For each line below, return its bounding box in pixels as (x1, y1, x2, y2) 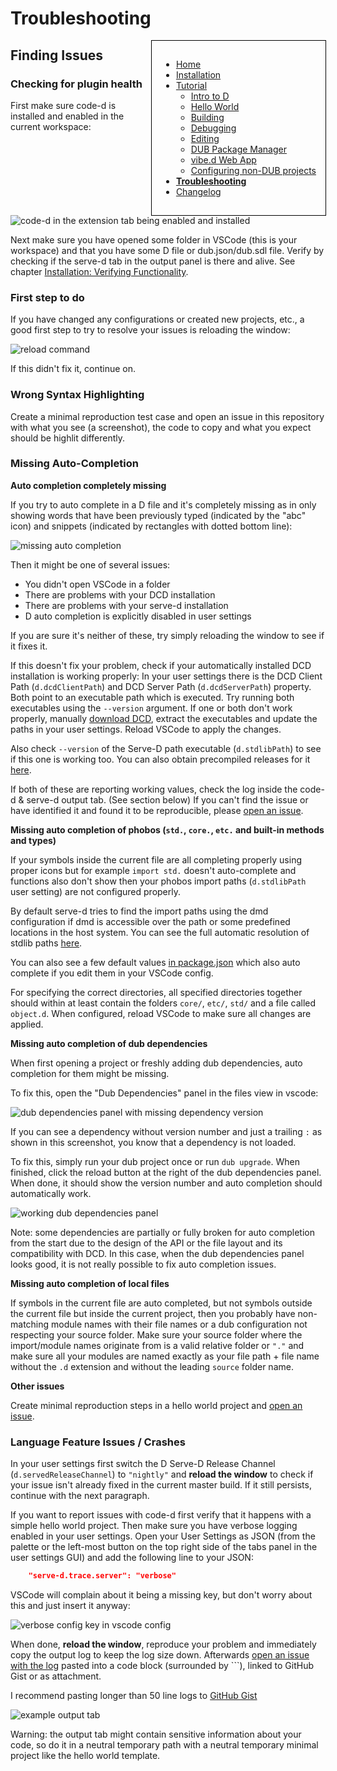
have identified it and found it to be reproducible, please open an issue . (10, 804, 304, 816)
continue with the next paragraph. (10, 1490, 150, 1502)
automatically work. (10, 1187, 92, 1199)
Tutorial (175, 79, 208, 91)
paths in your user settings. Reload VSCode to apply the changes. (10, 723, 282, 735)
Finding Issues (10, 47, 104, 64)
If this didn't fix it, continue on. (10, 363, 137, 375)
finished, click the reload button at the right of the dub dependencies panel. (10, 1166, 322, 1178)
